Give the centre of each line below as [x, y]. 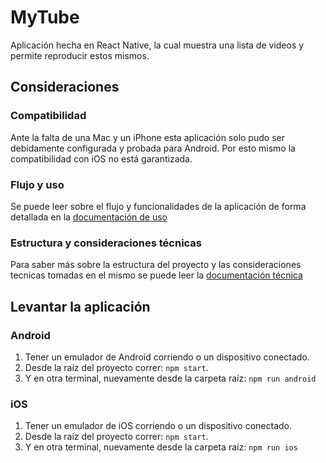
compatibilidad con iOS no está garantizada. [101, 158]
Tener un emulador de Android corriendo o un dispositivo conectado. [167, 357]
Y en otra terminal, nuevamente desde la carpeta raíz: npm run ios [161, 447]
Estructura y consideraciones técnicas [106, 243]
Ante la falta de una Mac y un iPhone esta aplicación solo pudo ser [147, 137]
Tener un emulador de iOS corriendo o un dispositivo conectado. [158, 426]
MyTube [45, 17]
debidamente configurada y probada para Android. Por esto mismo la [153, 148]
